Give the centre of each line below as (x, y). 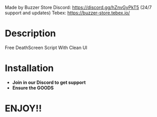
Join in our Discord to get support (49, 82)
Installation (29, 68)
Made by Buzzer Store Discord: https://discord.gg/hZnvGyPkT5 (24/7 (78, 7)
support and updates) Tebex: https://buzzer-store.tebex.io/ (67, 13)
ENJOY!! (23, 109)
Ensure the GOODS (33, 88)
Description (30, 33)
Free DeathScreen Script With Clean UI (46, 48)
